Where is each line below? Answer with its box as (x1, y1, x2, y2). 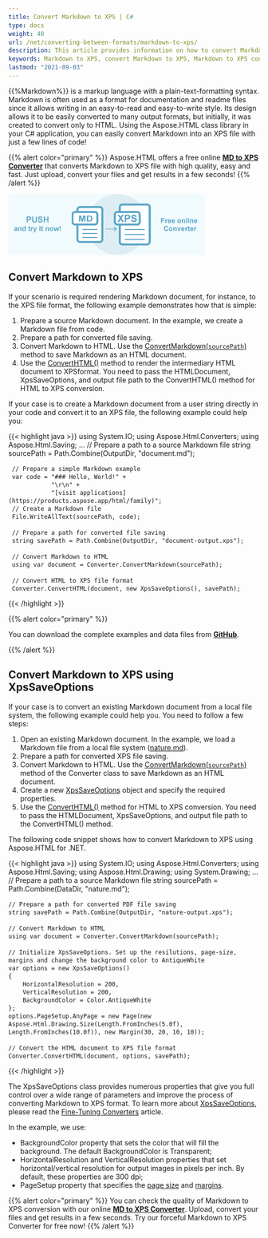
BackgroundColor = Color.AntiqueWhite (22, 996, 152, 1004)
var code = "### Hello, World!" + (11, 473, 127, 481)
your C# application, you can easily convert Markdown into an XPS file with (8, 129, 256, 138)
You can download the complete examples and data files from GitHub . (8, 629, 239, 639)
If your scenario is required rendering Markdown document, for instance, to (8, 291, 257, 301)
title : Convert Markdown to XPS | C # (8, 13, 134, 21)
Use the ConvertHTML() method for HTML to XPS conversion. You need (19, 802, 257, 812)
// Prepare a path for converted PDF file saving (8, 900, 177, 908)
